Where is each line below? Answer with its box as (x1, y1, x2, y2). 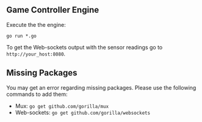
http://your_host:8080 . (6, 50, 66, 57)
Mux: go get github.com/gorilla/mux (15, 102, 109, 109)
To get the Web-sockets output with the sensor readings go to (6, 43, 163, 51)
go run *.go (6, 33, 37, 39)
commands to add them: (6, 90, 68, 98)
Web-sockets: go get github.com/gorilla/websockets (15, 109, 151, 116)
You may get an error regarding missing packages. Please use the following (6, 84, 197, 91)
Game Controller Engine (6, 5, 99, 15)
